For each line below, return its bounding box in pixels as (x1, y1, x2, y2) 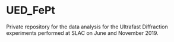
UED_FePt (6, 4, 55, 17)
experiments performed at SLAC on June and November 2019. (6, 29, 159, 36)
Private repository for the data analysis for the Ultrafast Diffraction (6, 23, 168, 30)
